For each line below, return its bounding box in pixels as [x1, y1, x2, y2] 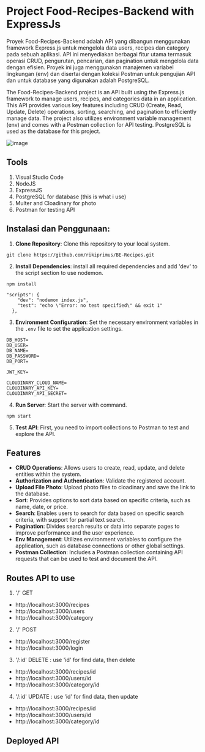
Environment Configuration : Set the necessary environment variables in [15, 318, 199, 326]
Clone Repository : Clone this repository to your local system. [15, 240, 170, 247]
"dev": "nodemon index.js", [17, 297, 89, 303]
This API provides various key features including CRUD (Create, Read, [6, 101, 182, 108]
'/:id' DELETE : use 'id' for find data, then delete [15, 656, 136, 664]
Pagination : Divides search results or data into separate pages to [15, 522, 180, 530]
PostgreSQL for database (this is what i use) [15, 193, 127, 200]
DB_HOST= [6, 337, 29, 343]
